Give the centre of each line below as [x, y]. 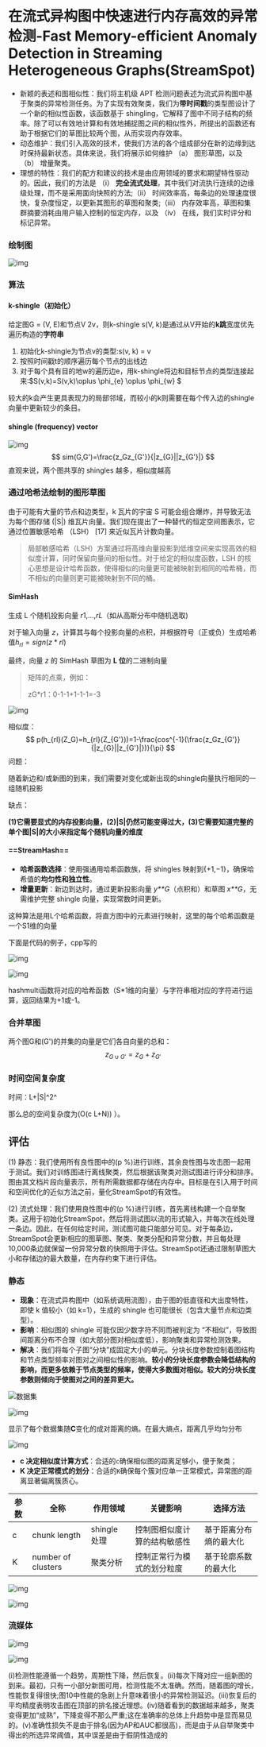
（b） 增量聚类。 [47, 163]
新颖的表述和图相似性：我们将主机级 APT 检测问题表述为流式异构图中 [133, 93]
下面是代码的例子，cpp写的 [53, 943]
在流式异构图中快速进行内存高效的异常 [133, 16]
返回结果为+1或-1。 [53, 1000]
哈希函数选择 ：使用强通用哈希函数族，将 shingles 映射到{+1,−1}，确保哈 [137, 869]
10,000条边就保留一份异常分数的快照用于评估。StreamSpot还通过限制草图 [129, 1249]
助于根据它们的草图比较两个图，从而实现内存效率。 [103, 133]
